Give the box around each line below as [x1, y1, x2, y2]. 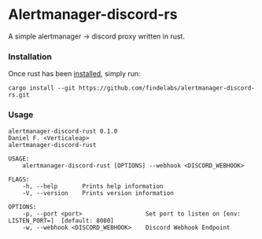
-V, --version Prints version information [22, 189, 175, 197]
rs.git [8, 91, 30, 99]
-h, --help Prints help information [22, 182, 164, 190]
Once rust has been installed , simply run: [8, 69, 141, 79]
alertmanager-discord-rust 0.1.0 [8, 127, 118, 135]
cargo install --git [8, 84, 76, 92]
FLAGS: [8, 175, 30, 183]
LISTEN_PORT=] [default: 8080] [8, 216, 114, 225]
